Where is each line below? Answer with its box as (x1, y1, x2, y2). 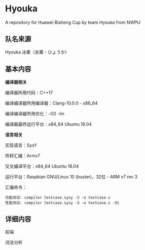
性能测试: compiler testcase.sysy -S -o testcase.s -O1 (5, 200, 119, 205)
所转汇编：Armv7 (5, 152, 40, 158)
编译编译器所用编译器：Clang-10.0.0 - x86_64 (5, 100, 98, 106)
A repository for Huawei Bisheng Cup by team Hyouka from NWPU (5, 19, 141, 25)
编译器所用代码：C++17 (5, 90, 53, 96)
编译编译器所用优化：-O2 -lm (5, 110, 65, 116)
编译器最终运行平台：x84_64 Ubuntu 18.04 (5, 121, 92, 127)
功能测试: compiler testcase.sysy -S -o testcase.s (5, 195, 111, 200)
